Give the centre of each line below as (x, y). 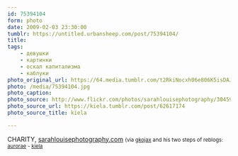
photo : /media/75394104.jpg (49, 87)
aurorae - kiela (25, 146)
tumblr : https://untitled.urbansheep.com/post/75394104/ (93, 34)
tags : (15, 47)
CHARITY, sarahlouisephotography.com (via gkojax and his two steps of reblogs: (115, 139)
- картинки (36, 60)
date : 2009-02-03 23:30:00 (47, 27)
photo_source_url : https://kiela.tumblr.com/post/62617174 (96, 106)
